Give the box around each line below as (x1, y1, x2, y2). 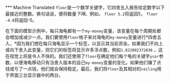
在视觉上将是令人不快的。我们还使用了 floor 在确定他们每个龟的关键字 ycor (5, 53, 159, 59)
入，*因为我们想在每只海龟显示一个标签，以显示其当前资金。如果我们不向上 (5, 40, 163, 47)
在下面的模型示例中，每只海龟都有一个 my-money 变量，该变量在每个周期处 (5, 28, 157, 34)
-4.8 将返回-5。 (5, 17, 37, 23)
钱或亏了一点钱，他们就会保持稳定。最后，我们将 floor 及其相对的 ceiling (5, 66, 157, 72)
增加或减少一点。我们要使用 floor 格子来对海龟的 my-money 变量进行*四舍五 (9, 34, 162, 40)
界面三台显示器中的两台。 (9, 72, 63, 78)
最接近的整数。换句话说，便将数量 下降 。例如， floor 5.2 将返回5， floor (5, 11, 158, 17)
